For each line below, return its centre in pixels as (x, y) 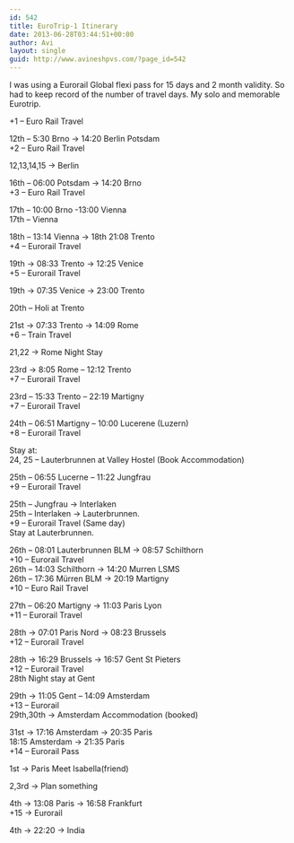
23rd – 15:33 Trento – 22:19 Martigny (77, 396)
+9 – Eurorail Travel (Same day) (67, 523)
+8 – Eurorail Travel (45, 433)
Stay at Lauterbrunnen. (52, 533)
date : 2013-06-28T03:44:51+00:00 (72, 34)
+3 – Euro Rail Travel (47, 192)
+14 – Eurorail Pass (44, 751)
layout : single (38, 51)
